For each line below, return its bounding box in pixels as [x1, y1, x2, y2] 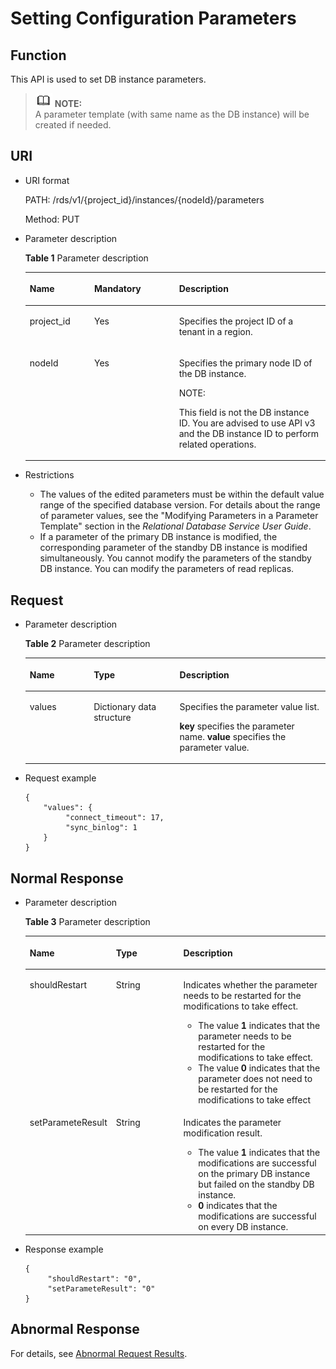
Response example [24, 1243, 104, 1255]
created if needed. [34, 119, 112, 131]
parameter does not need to [198, 1072, 313, 1084]
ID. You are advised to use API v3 [178, 417, 316, 429]
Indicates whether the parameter [183, 978, 318, 991]
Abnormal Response [10, 1321, 140, 1338]
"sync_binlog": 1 [65, 823, 138, 833]
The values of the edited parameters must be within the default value [39, 488, 325, 501]
